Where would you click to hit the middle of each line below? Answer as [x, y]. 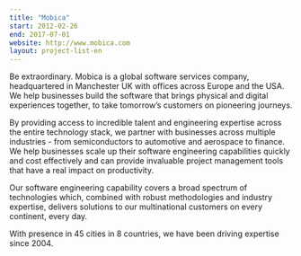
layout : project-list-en [56, 51]
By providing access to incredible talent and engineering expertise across [146, 123]
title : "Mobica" [40, 18]
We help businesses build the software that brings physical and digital [139, 96]
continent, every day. [49, 216]
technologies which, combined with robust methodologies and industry [141, 198]
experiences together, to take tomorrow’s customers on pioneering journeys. [151, 105]
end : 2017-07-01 [40, 34]
